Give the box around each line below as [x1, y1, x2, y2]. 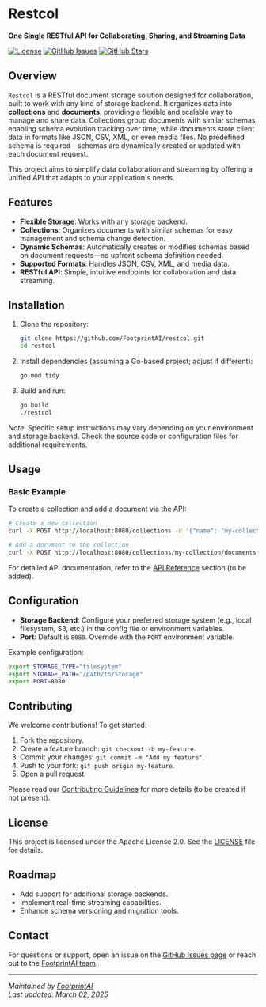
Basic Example [8, 486, 66, 498]
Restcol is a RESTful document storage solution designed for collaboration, [8, 90, 253, 100]
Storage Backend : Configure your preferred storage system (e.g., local [19, 615, 252, 625]
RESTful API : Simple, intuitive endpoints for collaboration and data [19, 267, 237, 277]
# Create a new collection [8, 520, 97, 528]
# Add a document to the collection [8, 541, 129, 550]
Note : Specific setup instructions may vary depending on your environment [8, 422, 253, 432]
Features [8, 195, 53, 210]
